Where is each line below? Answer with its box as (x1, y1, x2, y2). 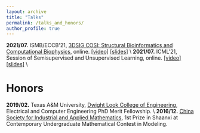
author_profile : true (6, 25, 60, 32)
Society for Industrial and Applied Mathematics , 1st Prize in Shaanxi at (6, 114, 178, 121)
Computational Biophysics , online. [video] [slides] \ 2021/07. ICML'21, (6, 48, 177, 55)
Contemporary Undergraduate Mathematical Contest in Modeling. (6, 120, 168, 128)
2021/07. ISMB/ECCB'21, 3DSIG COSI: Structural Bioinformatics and (6, 42, 173, 49)
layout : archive (6, 8, 47, 15)
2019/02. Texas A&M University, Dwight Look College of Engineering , (6, 101, 178, 109)
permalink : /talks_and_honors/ (6, 20, 84, 26)
